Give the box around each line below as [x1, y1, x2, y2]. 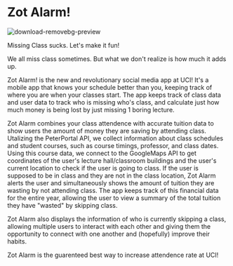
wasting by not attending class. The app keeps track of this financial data [7, 186, 219, 194]
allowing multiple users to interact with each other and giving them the [7, 222, 211, 230]
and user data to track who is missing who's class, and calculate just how [7, 98, 220, 106]
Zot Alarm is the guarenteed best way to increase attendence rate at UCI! [7, 251, 219, 259]
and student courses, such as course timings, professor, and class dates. [7, 141, 219, 149]
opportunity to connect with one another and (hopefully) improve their [7, 230, 211, 238]
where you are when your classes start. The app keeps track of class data [7, 91, 221, 99]
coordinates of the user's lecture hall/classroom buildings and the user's [7, 156, 217, 165]
